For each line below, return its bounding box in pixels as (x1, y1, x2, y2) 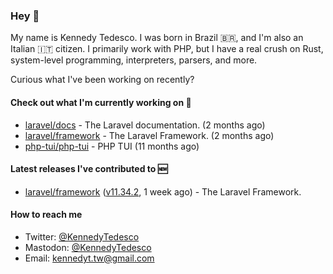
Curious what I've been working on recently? (10, 74, 195, 86)
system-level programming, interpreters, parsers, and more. (10, 54, 258, 66)
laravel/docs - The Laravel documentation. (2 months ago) (24, 119, 266, 131)
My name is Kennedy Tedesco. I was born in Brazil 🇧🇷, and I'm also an (10, 32, 304, 44)
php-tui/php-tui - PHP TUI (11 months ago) (24, 140, 200, 152)
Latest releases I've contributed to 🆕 (10, 163, 168, 175)
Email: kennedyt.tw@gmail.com (24, 252, 155, 264)
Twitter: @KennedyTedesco (24, 230, 140, 243)
